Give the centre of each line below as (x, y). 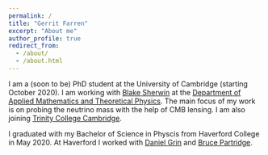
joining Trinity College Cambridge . (65, 118)
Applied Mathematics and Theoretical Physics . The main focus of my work (132, 101)
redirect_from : (34, 46)
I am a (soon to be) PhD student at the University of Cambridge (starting (128, 84)
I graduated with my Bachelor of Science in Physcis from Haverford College (134, 133)
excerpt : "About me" (43, 31)
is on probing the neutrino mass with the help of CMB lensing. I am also (127, 109)
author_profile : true (45, 38)
